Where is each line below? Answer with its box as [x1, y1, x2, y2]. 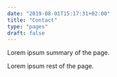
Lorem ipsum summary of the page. [7, 49, 110, 57]
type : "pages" [7, 23, 49, 30]
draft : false [7, 29, 45, 37]
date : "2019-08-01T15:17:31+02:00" [7, 10, 111, 17]
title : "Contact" [7, 17, 58, 24]
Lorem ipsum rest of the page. [7, 62, 94, 70]
